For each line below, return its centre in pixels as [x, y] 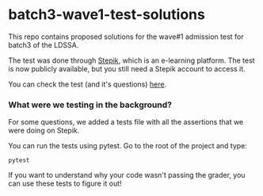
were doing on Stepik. [44, 131]
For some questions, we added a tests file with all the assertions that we [126, 122]
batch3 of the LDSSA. [44, 44]
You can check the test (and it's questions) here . [88, 84]
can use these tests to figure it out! [65, 183]
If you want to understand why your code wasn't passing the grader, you [127, 175]
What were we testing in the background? [90, 105]
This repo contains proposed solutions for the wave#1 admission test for [126, 37]
